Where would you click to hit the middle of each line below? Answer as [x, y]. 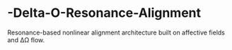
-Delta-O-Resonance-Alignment [104, 13]
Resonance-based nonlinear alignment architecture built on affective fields [116, 32]
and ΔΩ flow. [26, 39]
